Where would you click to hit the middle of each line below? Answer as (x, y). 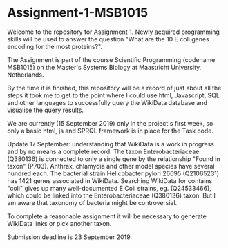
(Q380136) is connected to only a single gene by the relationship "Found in (114, 159)
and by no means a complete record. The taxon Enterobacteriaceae (103, 151)
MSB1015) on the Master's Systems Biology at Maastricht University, (104, 67)
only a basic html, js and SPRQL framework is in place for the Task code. (111, 131)
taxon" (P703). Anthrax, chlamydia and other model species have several (111, 166)
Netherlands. (26, 75)
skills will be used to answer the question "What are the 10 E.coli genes (108, 39)
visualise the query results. (46, 110)
